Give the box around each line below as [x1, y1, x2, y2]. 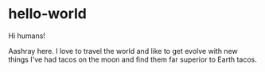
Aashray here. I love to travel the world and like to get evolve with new [8, 46, 238, 55]
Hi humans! [8, 31, 46, 40]
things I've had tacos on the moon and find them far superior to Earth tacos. [8, 55, 257, 64]
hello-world [8, 5, 88, 23]
